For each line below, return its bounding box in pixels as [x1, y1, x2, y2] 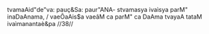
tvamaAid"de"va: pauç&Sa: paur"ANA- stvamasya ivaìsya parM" [7, 6, 188, 13]
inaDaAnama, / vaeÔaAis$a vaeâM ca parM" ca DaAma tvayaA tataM [7, 13, 203, 21]
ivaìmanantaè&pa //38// [7, 20, 74, 27]
